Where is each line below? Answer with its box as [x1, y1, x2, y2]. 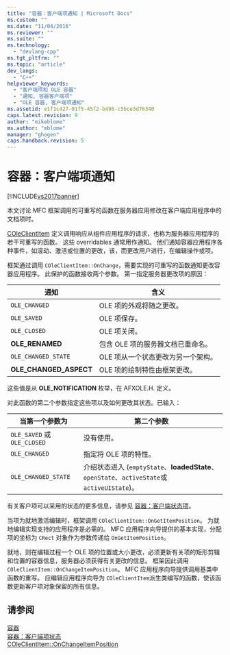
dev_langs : [7, 67, 38, 74]
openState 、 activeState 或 [83, 473, 168, 482]
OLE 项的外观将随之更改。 [99, 301, 183, 310]
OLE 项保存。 [99, 314, 142, 323]
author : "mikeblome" [7, 118, 66, 125]
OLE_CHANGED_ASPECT [10, 364, 93, 374]
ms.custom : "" [7, 16, 48, 23]
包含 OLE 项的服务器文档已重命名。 [99, 340, 212, 349]
